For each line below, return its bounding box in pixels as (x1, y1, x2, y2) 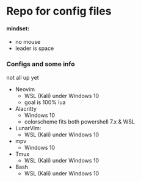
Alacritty (15, 105, 37, 112)
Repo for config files (6, 4, 112, 18)
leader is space (15, 44, 54, 52)
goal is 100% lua (24, 99, 66, 106)
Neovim (15, 85, 35, 93)
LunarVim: (15, 124, 42, 131)
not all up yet (6, 74, 39, 81)
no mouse (15, 38, 41, 46)
